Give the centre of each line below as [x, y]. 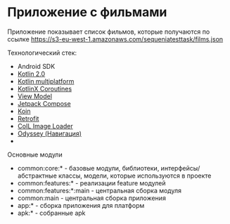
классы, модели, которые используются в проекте [135, 176]
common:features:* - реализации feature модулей [91, 183]
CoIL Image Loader [45, 126]
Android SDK [36, 66]
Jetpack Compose [44, 103]
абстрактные [37, 176]
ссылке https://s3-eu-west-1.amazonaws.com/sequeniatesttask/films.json [115, 39]
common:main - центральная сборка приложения [92, 198]
